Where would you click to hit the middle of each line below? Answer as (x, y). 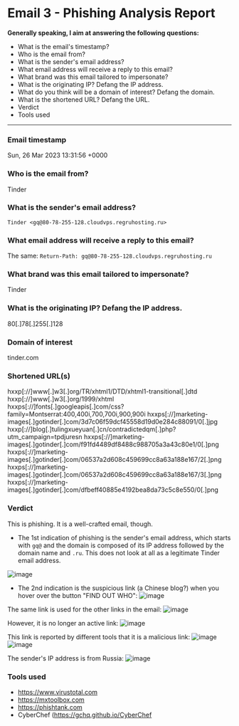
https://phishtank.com (50, 707)
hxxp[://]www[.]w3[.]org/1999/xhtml (61, 399)
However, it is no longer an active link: (63, 623)
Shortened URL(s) (39, 376)
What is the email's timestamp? (63, 46)
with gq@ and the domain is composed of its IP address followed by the (121, 545)
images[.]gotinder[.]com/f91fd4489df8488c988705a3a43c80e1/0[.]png (113, 444)
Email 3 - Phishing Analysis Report (111, 13)
